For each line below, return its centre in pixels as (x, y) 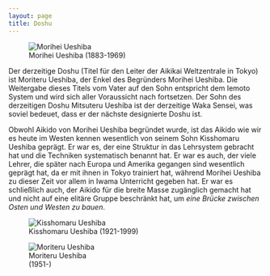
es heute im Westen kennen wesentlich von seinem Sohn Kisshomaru (124, 138)
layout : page (30, 16)
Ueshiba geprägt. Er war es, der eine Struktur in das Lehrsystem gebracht (131, 146)
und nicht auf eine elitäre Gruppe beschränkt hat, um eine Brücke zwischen (134, 198)
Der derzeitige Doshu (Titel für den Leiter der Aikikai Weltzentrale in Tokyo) (133, 70)
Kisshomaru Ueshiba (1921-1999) (84, 231)
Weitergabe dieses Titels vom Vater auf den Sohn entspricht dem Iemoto (129, 88)
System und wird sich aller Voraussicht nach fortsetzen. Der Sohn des (125, 96)
